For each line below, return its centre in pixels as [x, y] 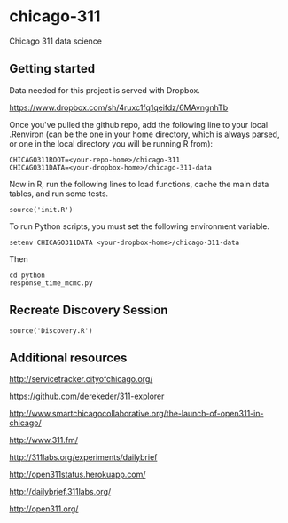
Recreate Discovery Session [89, 310]
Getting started [52, 69]
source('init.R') [41, 210]
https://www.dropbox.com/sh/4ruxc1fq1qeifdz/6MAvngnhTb [119, 107]
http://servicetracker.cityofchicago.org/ [81, 379]
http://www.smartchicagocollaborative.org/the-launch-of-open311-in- [136, 414]
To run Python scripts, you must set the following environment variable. [140, 226]
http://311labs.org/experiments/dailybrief [83, 457]
